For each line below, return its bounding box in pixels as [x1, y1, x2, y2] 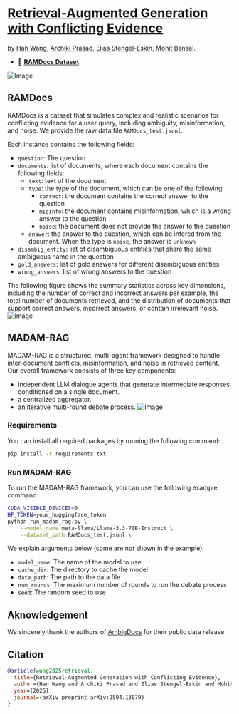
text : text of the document [28, 176, 107, 185]
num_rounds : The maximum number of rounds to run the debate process [17, 581, 228, 589]
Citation [7, 648, 44, 661]
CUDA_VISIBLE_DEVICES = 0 [7, 505, 78, 512]
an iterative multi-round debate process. [17, 403, 137, 411]
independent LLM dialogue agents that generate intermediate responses [17, 380, 230, 388]
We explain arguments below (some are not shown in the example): [7, 544, 205, 553]
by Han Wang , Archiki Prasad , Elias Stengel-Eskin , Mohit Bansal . [7, 43, 196, 52]
